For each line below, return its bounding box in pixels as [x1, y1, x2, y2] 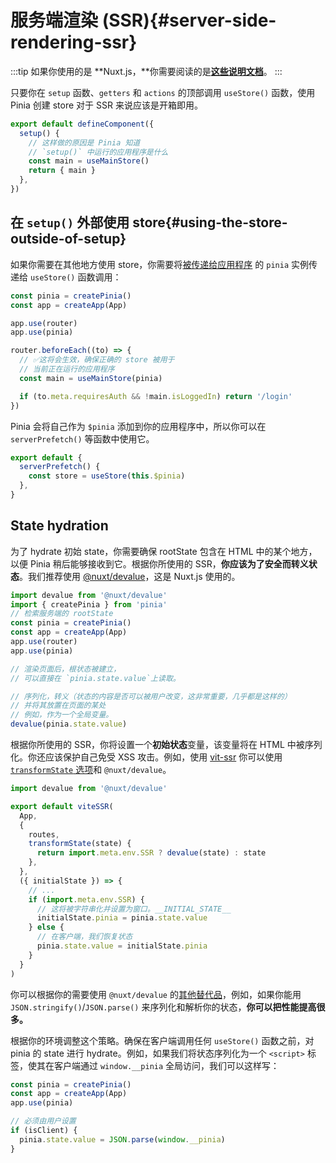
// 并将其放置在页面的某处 [10, 701, 107, 711]
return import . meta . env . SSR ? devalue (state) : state [36, 848, 267, 858]
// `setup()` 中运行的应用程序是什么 [28, 147, 169, 157]
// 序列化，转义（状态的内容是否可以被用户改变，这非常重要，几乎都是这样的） [10, 691, 292, 701]
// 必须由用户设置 [10, 1116, 77, 1126]
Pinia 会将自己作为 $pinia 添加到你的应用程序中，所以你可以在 [10, 420, 267, 432]
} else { [28, 922, 65, 933]
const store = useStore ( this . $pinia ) [28, 471, 186, 481]
